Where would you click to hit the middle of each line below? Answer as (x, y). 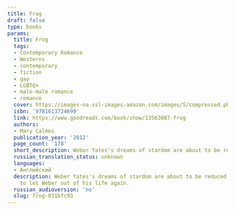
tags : (22, 46)
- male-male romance (43, 92)
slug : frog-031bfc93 (43, 196)
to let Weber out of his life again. (75, 183)
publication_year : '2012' (51, 137)
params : (19, 33)
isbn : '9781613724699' (47, 111)
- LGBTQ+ (26, 85)
